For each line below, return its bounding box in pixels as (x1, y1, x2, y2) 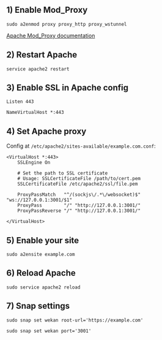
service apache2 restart (6, 66, 70, 72)
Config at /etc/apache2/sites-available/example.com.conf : (6, 142, 156, 149)
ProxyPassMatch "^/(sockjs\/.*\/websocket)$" (17, 192, 141, 198)
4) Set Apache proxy (6, 126, 87, 137)
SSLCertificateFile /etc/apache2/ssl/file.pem (17, 181, 138, 187)
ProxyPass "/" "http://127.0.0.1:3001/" (17, 202, 141, 209)
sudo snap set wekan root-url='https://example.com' (6, 317, 144, 323)
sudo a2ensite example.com (6, 251, 75, 258)
